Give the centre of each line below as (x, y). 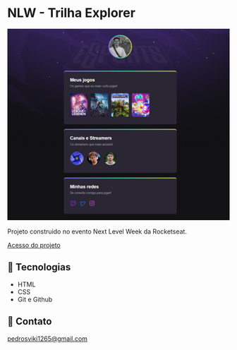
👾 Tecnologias (39, 267)
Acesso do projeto (34, 246)
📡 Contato (30, 321)
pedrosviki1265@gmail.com (48, 338)
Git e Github (35, 299)
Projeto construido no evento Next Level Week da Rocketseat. (97, 231)
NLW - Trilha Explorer (72, 13)
